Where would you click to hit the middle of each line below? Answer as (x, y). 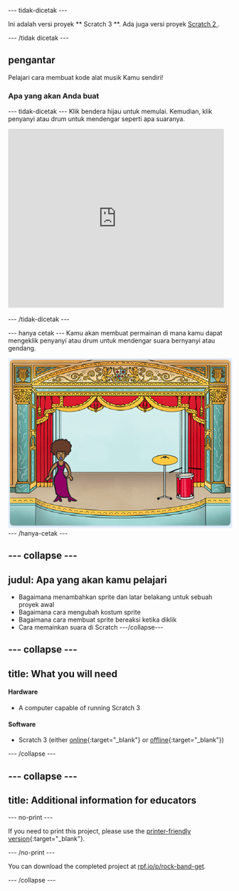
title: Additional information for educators (102, 800)
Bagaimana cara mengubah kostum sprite (79, 613)
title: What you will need (63, 673)
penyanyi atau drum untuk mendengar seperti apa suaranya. (97, 119)
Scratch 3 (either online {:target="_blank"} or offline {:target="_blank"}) (121, 740)
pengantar (32, 60)
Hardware (23, 692)
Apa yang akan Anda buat (54, 95)
